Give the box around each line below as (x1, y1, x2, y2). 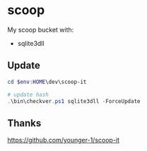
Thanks (7, 117, 42, 129)
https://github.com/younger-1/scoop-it (7, 136, 120, 145)
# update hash (7, 91, 49, 98)
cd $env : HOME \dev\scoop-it (7, 78, 87, 85)
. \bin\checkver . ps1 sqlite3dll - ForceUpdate (7, 97, 141, 104)
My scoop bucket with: (7, 25, 74, 34)
